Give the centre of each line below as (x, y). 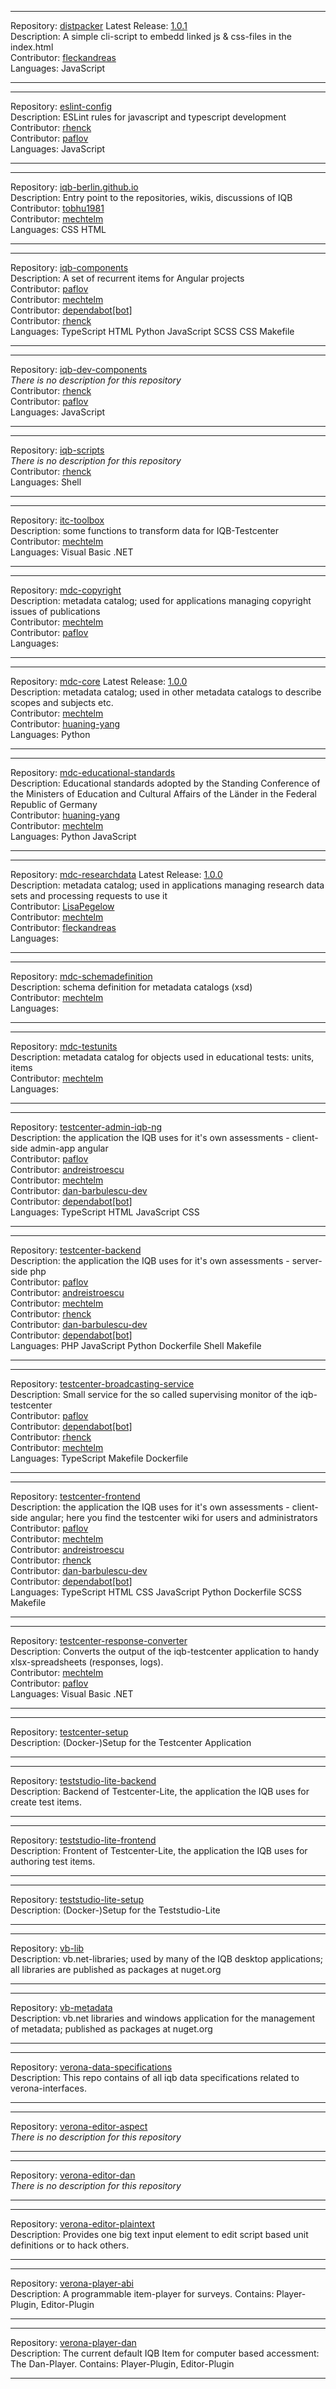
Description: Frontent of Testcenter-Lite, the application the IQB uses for (159, 1850)
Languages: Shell (46, 482)
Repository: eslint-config (61, 106)
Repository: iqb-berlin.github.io (74, 187)
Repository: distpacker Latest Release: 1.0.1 (99, 25)
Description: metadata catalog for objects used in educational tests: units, (162, 1057)
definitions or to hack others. (70, 2245)
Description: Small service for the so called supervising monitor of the (154, 1394)
